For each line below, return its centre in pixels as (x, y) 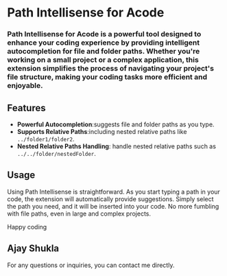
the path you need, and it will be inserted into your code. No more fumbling (113, 206)
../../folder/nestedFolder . (56, 153)
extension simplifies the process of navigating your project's (111, 69)
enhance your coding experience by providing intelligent (104, 43)
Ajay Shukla (33, 249)
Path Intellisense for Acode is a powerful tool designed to (104, 34)
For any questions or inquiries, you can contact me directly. (91, 265)
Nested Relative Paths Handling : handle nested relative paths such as (116, 146)
